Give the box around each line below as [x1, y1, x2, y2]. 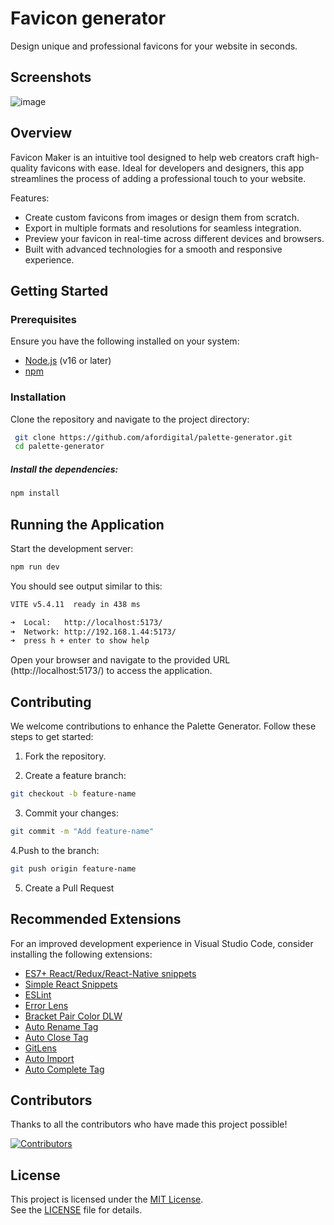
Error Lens [24, 999, 69, 1011]
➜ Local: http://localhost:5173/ [10, 617, 163, 627]
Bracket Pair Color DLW [24, 1010, 123, 1022]
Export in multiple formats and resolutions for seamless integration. [24, 222, 302, 234]
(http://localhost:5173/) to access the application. [10, 665, 213, 677]
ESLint [24, 988, 52, 1001]
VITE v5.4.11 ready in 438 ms [10, 599, 141, 609]
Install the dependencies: [10, 463, 119, 475]
